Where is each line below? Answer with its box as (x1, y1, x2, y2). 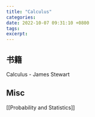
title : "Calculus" (6, 8, 52, 15)
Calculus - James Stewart (6, 70, 70, 78)
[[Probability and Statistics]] (6, 104, 75, 111)
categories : (6, 14, 36, 20)
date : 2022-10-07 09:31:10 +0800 (6, 20, 90, 26)
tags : (6, 25, 20, 32)
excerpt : (6, 31, 28, 37)
